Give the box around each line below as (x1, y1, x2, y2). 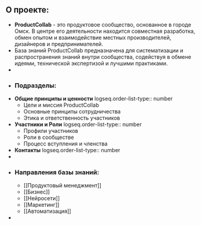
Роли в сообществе (23, 133, 74, 141)
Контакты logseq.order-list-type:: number (14, 147, 121, 154)
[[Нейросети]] (23, 195, 60, 202)
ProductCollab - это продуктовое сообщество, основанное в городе (14, 21, 191, 28)
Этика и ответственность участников (23, 115, 120, 122)
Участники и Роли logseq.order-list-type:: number (14, 121, 142, 128)
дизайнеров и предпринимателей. (14, 40, 103, 47)
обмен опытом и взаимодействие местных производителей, (14, 33, 171, 41)
